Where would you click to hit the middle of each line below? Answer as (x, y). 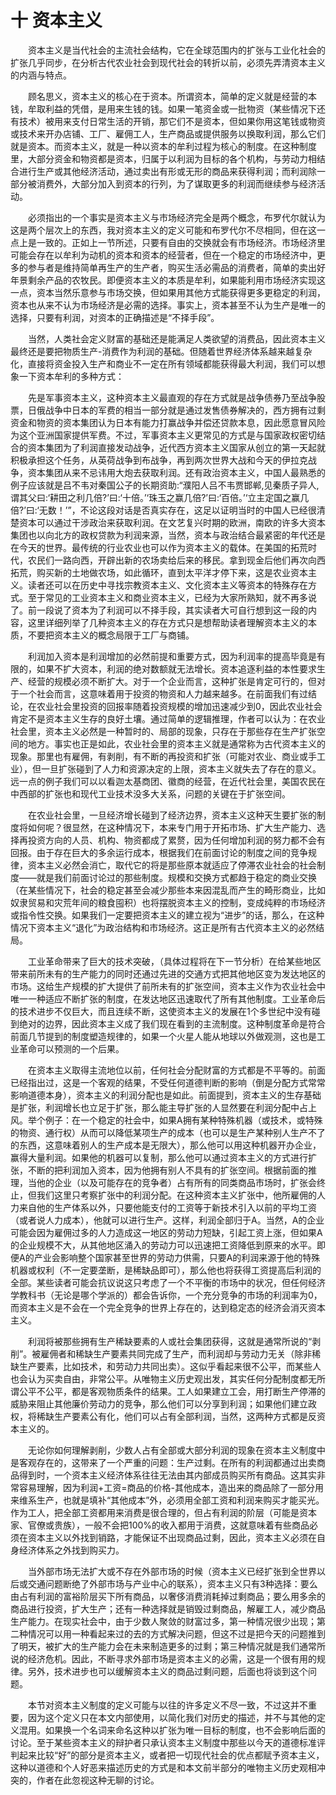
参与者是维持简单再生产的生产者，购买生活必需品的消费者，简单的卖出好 (176, 267)
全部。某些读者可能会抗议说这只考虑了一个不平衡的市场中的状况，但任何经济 (168, 1282)
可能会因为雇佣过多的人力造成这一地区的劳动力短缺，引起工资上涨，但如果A (166, 1232)
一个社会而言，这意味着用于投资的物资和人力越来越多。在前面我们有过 (163, 693)
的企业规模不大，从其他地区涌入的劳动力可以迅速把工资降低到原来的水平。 (163, 1245)
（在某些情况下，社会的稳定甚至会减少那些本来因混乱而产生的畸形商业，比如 (168, 890)
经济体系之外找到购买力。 (71, 1550)
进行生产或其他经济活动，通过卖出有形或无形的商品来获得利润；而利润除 (167, 171)
